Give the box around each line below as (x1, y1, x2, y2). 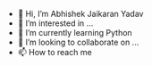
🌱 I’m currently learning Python (17, 28, 132, 37)
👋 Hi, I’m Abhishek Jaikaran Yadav (17, 9, 144, 19)
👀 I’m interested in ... (17, 18, 94, 29)
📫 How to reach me (17, 47, 92, 57)
